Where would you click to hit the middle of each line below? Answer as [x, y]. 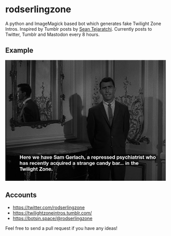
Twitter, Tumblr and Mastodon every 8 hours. [53, 34]
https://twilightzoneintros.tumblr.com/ [52, 213]
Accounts [21, 195]
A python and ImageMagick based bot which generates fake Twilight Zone [83, 23]
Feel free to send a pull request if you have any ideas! [62, 228]
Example [19, 50]
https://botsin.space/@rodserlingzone [52, 218]
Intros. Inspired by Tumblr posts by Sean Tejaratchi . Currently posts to [79, 29]
